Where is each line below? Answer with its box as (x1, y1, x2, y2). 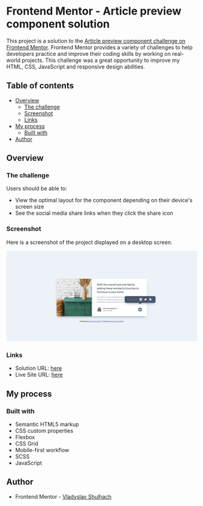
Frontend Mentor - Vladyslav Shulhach (15, 493, 112, 500)
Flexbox (15, 433, 35, 440)
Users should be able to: (6, 185, 68, 192)
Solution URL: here (15, 365, 62, 372)
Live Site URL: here (15, 371, 63, 379)
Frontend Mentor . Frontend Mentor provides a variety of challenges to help (6, 44, 193, 51)
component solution (6, 17, 110, 31)
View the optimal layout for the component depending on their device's (15, 197, 193, 204)
